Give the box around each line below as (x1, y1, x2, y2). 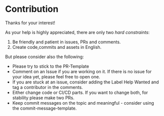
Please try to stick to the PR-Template (12, 63, 89, 69)
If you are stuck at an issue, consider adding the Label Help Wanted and (12, 79, 159, 85)
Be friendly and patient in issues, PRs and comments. (12, 39, 121, 45)
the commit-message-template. (12, 105, 77, 111)
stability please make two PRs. (12, 95, 75, 101)
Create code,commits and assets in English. (12, 44, 102, 50)
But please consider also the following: (5, 53, 84, 60)
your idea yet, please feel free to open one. (12, 74, 100, 79)
